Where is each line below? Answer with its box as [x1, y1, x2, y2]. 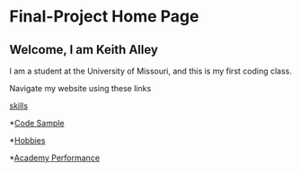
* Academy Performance [9, 152, 101, 163]
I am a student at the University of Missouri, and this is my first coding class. [9, 65, 292, 76]
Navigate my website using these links [9, 83, 152, 93]
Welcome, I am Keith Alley [9, 42, 159, 57]
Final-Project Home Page [9, 6, 199, 27]
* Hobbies [9, 135, 46, 145]
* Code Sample [9, 118, 65, 128]
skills [9, 100, 29, 111]
